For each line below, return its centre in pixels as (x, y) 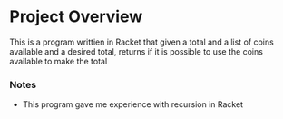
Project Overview (76, 17)
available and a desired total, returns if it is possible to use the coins (136, 51)
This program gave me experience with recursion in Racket (132, 104)
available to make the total (59, 61)
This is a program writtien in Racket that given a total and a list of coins (141, 42)
